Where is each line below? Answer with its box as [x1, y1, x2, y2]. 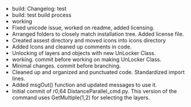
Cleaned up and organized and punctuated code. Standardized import [11, 69, 185, 75]
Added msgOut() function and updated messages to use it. [11, 81, 157, 88]
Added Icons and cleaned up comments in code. [11, 43, 132, 50]
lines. [11, 75, 26, 82]
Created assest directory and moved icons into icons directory [11, 37, 166, 44]
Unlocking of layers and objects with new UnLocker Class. [11, 50, 156, 56]
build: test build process [11, 11, 72, 19]
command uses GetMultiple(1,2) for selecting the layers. [11, 94, 150, 101]
